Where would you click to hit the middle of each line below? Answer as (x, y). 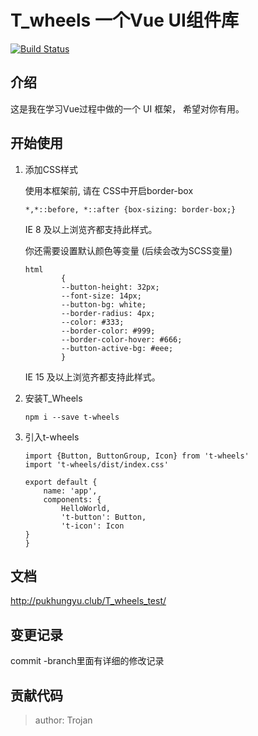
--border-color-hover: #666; (122, 339)
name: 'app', (70, 491)
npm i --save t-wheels (72, 417)
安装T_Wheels (53, 398)
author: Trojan (63, 720)
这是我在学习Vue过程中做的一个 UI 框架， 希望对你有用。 (127, 108)
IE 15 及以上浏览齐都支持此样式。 (92, 377)
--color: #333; (93, 322)
